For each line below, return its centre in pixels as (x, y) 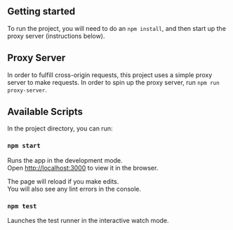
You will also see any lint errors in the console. (74, 189)
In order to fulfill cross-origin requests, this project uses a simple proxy (110, 75)
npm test (22, 206)
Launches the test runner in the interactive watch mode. (88, 221)
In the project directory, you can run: (60, 128)
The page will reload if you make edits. (63, 181)
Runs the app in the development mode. (65, 160)
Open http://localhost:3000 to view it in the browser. (83, 168)
